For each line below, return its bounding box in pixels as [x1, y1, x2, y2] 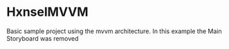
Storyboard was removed [6, 34, 79, 42]
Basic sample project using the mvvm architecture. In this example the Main [6, 27, 222, 35]
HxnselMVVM [6, 4, 89, 20]
